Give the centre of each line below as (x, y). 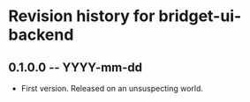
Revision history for (82, 16)
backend (41, 35)
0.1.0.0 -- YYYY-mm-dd (76, 67)
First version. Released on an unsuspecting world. (112, 88)
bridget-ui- (200, 16)
